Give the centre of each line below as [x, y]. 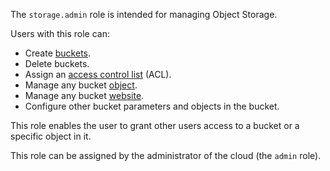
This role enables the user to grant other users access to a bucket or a [155, 125]
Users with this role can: [60, 33]
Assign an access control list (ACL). [98, 74]
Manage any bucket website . [84, 95]
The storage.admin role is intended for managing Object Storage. [144, 14]
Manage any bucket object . [81, 85]
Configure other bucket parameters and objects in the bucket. [152, 106]
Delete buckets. [57, 63]
